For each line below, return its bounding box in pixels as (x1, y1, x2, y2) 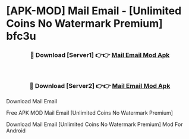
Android (6, 127, 26, 134)
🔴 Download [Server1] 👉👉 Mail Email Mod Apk (30, 51, 170, 59)
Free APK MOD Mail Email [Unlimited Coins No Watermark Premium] (6, 109, 174, 116)
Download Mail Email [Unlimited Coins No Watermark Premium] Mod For (6, 121, 183, 128)
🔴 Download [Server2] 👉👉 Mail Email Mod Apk (29, 82, 171, 90)
